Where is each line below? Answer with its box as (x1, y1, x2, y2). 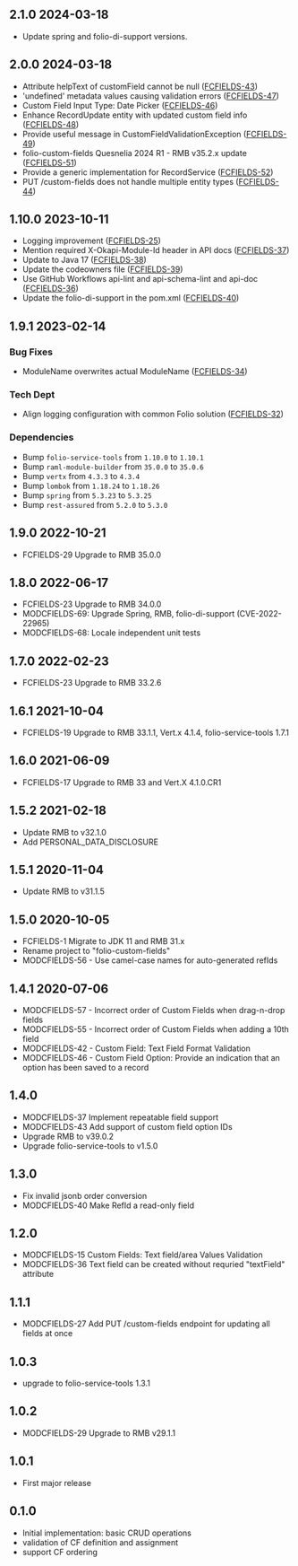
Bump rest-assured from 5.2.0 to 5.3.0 (21, 499, 168, 510)
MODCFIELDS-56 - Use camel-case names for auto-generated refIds (21, 955, 278, 966)
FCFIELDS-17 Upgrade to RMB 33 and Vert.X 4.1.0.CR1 (21, 776, 222, 788)
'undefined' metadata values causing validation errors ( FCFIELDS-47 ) (21, 90, 280, 101)
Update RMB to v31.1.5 (21, 886, 106, 897)
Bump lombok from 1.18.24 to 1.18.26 (21, 480, 160, 491)
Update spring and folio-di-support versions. (21, 31, 188, 41)
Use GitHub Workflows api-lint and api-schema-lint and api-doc (21, 274, 259, 284)
